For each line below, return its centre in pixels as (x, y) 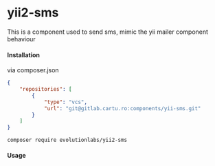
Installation (23, 55)
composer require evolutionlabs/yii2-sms (67, 140)
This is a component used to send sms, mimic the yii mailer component (107, 32)
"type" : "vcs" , (66, 102)
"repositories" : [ (46, 90)
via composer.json (33, 70)
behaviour (21, 39)
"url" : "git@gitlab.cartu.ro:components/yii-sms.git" (122, 108)
